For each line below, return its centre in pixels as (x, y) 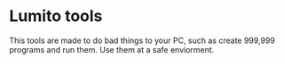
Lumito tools (56, 16)
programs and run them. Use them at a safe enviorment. (112, 49)
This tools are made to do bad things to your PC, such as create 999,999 (142, 40)
